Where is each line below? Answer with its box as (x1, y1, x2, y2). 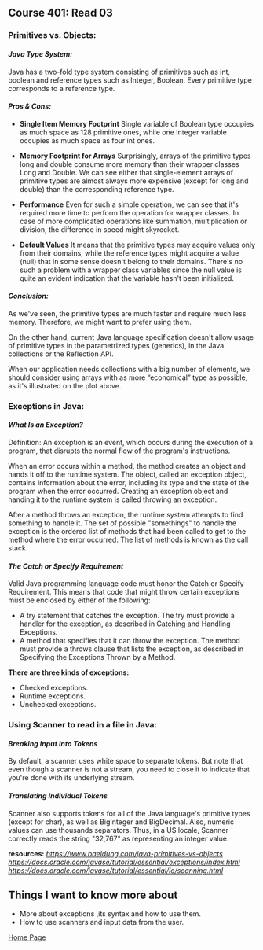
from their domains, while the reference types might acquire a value (19, 248, 239, 258)
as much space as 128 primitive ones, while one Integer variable (19, 127, 228, 137)
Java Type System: (8, 49, 73, 58)
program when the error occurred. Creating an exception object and (8, 487, 228, 496)
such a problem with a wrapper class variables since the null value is (19, 265, 242, 274)
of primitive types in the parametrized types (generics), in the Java (8, 341, 225, 350)
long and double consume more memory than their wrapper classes (19, 159, 239, 168)
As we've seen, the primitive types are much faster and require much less (8, 308, 247, 318)
